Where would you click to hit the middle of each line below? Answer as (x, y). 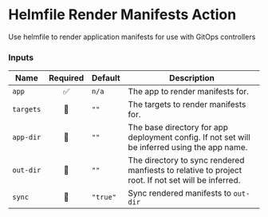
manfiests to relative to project (185, 171)
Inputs (21, 57)
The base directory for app (178, 128)
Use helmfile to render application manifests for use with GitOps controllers (132, 37)
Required (67, 78)
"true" (104, 197)
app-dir (27, 138)
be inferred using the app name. (188, 148)
